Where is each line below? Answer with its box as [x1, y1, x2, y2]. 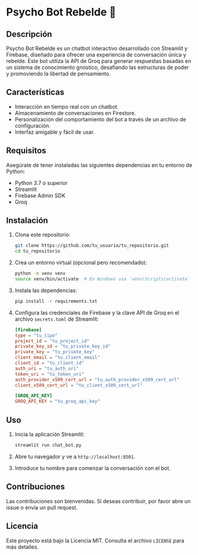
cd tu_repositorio [14, 248, 60, 255]
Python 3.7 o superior [14, 179, 68, 186]
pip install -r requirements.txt [14, 298, 98, 304]
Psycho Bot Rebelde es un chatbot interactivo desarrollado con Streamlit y [6, 45, 188, 52]
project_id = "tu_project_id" [14, 338, 90, 344]
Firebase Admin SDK [14, 192, 66, 199]
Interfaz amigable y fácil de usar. [14, 128, 95, 136]
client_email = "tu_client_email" [14, 355, 100, 360]
